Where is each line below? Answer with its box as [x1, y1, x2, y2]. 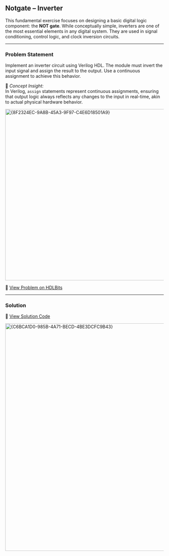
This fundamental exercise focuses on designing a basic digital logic [5, 17, 147, 23]
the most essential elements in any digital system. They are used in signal [5, 28, 157, 34]
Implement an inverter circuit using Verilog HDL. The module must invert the [5, 63, 163, 69]
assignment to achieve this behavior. [5, 73, 81, 79]
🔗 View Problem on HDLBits [5, 285, 63, 291]
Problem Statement [5, 50, 54, 58]
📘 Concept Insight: [5, 83, 44, 89]
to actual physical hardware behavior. [5, 99, 83, 105]
